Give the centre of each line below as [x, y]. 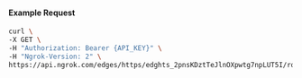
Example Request [42, 13]
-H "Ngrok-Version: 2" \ [55, 56]
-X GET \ [25, 40]
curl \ [21, 31]
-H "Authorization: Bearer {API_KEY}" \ [86, 48]
